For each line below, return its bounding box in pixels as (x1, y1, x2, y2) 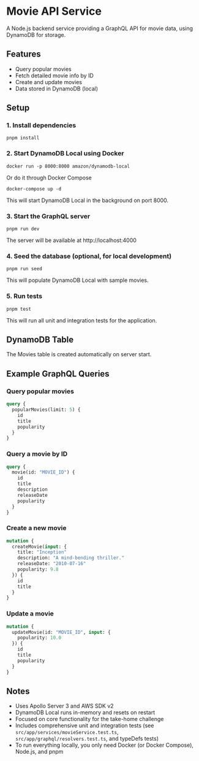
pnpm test (6, 306, 32, 312)
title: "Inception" (17, 549, 67, 555)
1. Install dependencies (6, 121, 77, 130)
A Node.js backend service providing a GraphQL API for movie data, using (6, 25, 193, 32)
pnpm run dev (6, 226, 40, 232)
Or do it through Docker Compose (6, 174, 92, 181)
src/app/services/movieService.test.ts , (15, 728, 119, 736)
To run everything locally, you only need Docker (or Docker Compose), (15, 741, 194, 749)
